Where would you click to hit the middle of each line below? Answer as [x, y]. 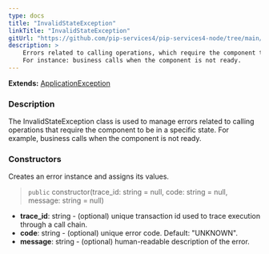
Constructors [35, 159]
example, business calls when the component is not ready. [105, 139]
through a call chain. [54, 224]
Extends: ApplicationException [59, 83]
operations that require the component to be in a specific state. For [119, 130]
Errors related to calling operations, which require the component [139, 53]
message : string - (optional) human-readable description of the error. [134, 242]
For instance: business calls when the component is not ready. [132, 61]
